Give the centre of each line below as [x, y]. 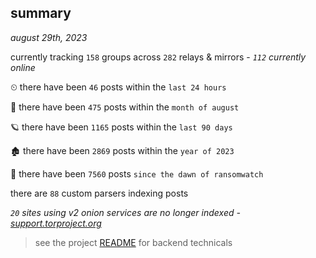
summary [41, 13]
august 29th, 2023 [49, 37]
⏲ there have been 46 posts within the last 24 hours [118, 87]
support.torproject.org [56, 223]
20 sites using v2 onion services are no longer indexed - [125, 212]
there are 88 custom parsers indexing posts [99, 193]
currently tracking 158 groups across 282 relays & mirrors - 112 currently [158, 57]
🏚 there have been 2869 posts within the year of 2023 [122, 150]
